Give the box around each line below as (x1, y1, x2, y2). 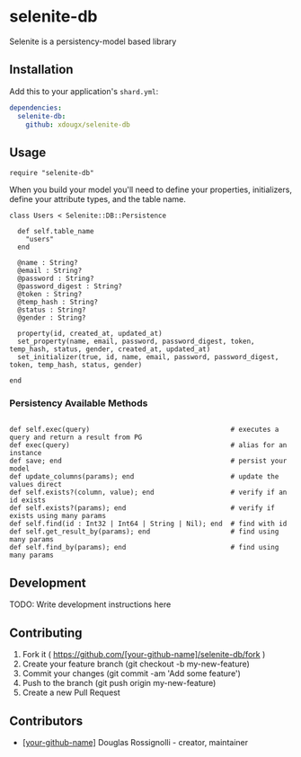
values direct (9, 480, 63, 489)
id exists (9, 496, 47, 505)
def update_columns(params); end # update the (9, 472, 279, 481)
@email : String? (17, 267, 83, 276)
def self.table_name (17, 227, 94, 236)
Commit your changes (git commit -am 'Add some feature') (22, 668, 241, 679)
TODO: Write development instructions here (9, 599, 172, 610)
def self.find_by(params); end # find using (9, 543, 279, 552)
